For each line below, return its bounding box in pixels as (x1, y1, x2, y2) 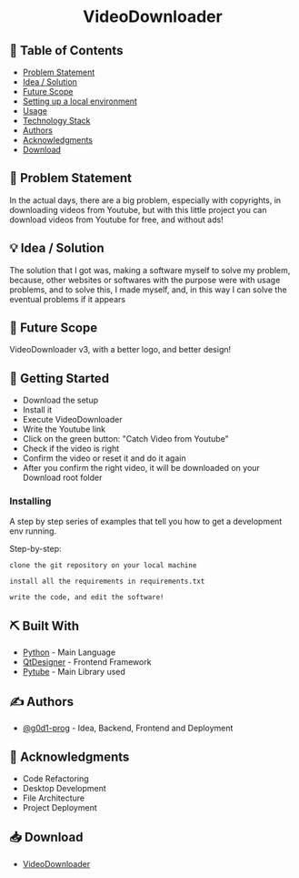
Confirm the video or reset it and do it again (22, 453, 186, 464)
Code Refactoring (22, 772, 89, 784)
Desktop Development (22, 782, 106, 793)
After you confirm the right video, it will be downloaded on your (22, 463, 261, 474)
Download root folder (22, 472, 103, 484)
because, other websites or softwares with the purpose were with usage (9, 274, 281, 285)
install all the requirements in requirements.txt (9, 577, 205, 586)
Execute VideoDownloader (22, 414, 123, 425)
